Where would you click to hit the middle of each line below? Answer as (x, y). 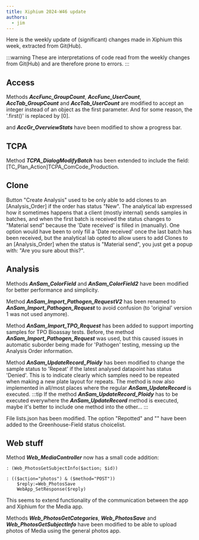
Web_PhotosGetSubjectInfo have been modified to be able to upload (91, 525)
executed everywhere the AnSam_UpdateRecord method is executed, (92, 400)
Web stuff (25, 443)
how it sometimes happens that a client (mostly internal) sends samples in (97, 213)
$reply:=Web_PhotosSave (46, 484)
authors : (17, 17)
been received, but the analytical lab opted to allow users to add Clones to (97, 238)
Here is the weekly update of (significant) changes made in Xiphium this (94, 40)
